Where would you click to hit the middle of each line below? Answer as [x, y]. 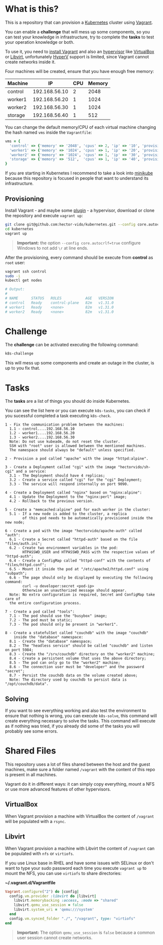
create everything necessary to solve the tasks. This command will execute [80, 721]
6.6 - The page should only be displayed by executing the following [81, 578]
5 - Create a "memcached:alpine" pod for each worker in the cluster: [78, 510]
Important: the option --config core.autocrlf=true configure [79, 243]
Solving [17, 699]
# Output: [15, 289]
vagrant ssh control [26, 271]
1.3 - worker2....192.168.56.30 [42, 438]
